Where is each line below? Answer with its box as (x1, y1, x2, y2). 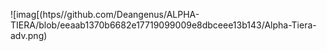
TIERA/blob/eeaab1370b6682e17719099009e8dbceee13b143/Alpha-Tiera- (10, 19, 317, 31)
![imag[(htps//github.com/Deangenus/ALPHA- (10, 9, 200, 20)
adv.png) (10, 30, 48, 41)
